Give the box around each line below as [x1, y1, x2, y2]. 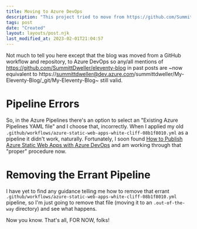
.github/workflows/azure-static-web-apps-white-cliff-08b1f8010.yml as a [6, 129, 189, 136]
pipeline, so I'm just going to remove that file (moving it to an [6, 199, 152, 206]
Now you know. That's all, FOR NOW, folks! [6, 216, 110, 223]
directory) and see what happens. [15, 205, 97, 212]
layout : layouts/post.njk [6, 30, 69, 36]
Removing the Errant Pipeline [6, 168, 151, 182]
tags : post [6, 19, 33, 25]
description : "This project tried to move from [6, 14, 125, 20]
